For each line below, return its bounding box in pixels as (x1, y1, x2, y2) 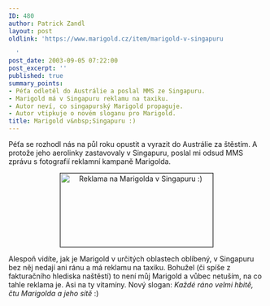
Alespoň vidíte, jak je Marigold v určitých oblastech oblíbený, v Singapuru (8, 254, 255, 264)
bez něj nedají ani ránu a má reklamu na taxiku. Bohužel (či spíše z (8, 263, 231, 272)
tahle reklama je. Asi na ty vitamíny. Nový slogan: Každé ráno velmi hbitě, (8, 280, 254, 289)
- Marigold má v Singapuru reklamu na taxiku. (8, 94, 169, 102)
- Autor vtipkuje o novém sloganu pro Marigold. (8, 110, 176, 118)
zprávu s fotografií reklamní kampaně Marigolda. (8, 157, 172, 166)
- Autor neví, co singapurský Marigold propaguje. (8, 102, 184, 110)
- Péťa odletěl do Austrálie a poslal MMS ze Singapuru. (8, 87, 206, 95)
